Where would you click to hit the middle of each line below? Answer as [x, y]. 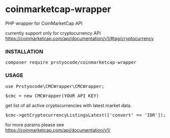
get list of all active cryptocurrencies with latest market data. [69, 105]
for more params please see [35, 124]
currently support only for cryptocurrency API [53, 33]
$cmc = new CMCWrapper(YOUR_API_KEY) [52, 96]
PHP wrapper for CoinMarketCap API [44, 23]
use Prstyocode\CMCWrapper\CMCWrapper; [55, 86]
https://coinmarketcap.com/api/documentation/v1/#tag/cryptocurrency [79, 38]
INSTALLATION [24, 52]
